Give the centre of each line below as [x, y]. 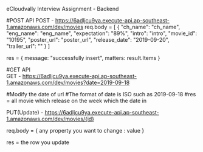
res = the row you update [38, 142]
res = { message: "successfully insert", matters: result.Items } [83, 58]
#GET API [19, 70]
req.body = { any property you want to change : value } [75, 131]
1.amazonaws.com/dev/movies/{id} [50, 119]
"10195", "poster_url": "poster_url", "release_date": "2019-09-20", [88, 40]
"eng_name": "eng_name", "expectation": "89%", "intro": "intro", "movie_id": [102, 33]
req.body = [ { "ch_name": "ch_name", [132, 27]
